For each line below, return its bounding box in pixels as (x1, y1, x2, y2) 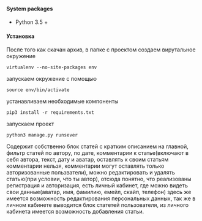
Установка (6, 32, 35, 40)
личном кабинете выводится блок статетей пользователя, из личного (6, 201, 189, 209)
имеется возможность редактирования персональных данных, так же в (6, 195, 196, 202)
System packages (6, 5, 53, 12)
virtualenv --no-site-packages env (6, 64, 97, 70)
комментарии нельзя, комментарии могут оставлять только (6, 162, 165, 170)
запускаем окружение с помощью (6, 75, 97, 83)
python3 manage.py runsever (6, 132, 78, 138)
